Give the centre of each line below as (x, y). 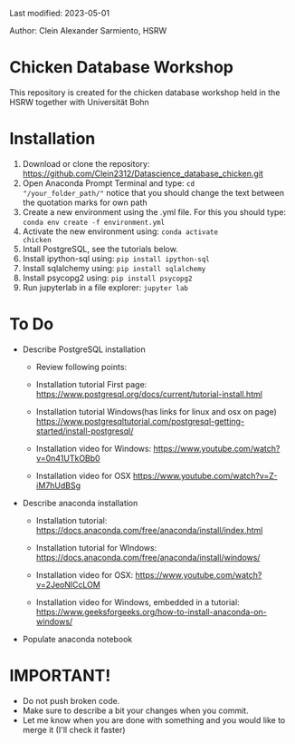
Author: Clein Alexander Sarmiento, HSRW (88, 30)
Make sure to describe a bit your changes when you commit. (135, 710)
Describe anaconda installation (80, 503)
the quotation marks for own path (85, 202)
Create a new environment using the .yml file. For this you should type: (154, 211)
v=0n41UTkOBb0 (68, 458)
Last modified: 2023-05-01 (60, 13)
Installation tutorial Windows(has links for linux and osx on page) (157, 411)
